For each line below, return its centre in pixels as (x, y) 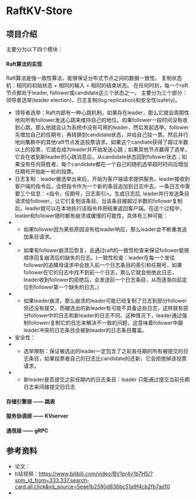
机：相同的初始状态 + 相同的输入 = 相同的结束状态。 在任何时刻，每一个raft (97, 85)
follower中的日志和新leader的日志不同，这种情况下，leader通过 (105, 316)
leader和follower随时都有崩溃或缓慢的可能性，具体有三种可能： (92, 216)
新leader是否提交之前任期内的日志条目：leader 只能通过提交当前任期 (107, 380)
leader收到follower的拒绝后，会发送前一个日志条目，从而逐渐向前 (103, 280)
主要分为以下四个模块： (34, 49)
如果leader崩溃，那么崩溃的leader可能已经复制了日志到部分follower (105, 301)
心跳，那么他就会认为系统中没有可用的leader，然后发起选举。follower (104, 127)
